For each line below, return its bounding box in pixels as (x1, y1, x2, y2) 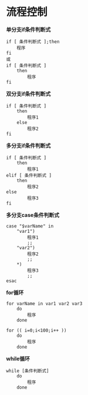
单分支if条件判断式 (6, 26, 51, 33)
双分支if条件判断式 (6, 90, 51, 97)
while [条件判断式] (6, 368, 49, 374)
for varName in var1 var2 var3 (6, 300, 83, 306)
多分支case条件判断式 (6, 211, 60, 218)
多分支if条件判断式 (6, 142, 51, 149)
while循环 (6, 355, 31, 362)
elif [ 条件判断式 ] (6, 172, 52, 178)
